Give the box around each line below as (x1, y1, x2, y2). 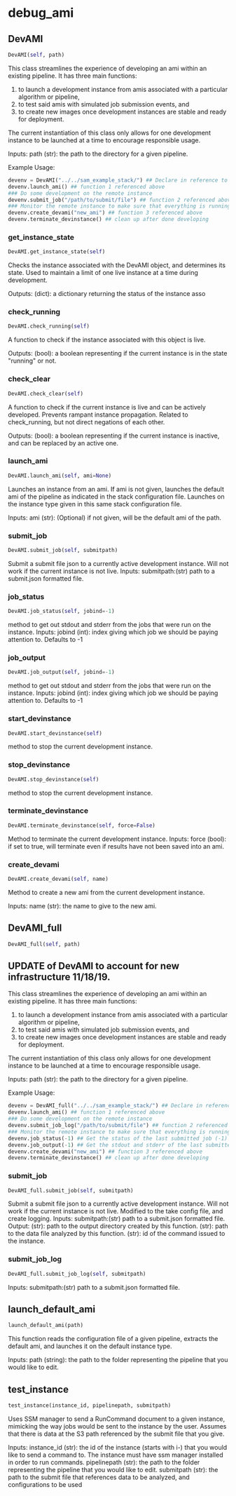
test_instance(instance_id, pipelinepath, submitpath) (8, 1402, 172, 1409)
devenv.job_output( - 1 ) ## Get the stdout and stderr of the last (8, 1141, 202, 1148)
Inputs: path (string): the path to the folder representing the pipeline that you (8, 1356, 228, 1364)
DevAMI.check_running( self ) (8, 323, 90, 330)
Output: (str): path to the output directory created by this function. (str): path (8, 1222, 228, 1230)
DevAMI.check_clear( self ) (8, 390, 83, 397)
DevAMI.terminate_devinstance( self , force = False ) (8, 822, 156, 829)
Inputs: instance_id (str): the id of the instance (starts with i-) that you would (8, 1443, 228, 1451)
